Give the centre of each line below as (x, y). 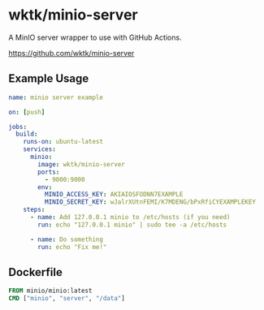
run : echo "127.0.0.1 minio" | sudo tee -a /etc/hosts (132, 225)
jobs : (17, 127)
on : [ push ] (27, 112)
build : (27, 134)
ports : (49, 172)
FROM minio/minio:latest (50, 291)
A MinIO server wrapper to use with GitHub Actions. (95, 37)
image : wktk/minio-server (82, 164)
